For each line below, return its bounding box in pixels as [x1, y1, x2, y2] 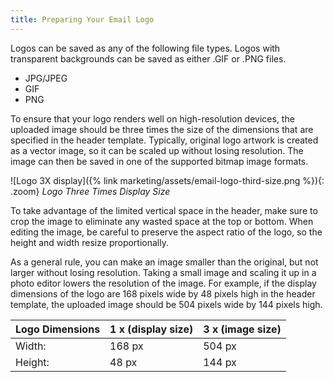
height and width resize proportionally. [10, 236, 169, 248]
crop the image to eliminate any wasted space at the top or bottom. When [10, 215, 314, 227]
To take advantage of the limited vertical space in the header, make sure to [10, 204, 318, 216]
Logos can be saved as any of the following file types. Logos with [10, 42, 281, 54]
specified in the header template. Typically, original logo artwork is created [10, 134, 319, 146]
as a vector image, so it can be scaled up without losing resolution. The [10, 144, 304, 156]
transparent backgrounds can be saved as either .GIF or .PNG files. [10, 52, 287, 65]
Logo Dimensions [15, 322, 101, 336]
